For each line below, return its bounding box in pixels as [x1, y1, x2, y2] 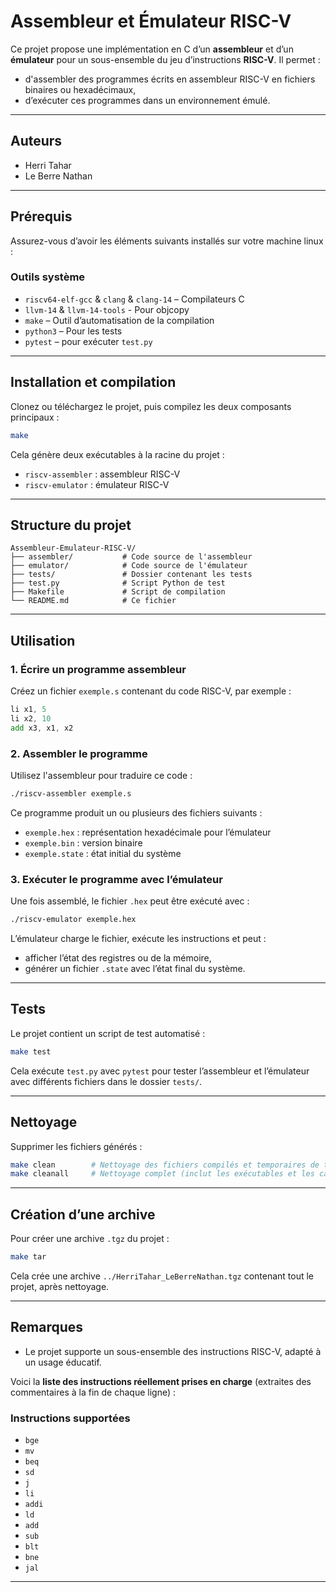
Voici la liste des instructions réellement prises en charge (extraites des [10, 1375, 312, 1387]
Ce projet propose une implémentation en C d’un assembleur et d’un [10, 43, 294, 55]
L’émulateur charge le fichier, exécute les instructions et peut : [10, 933, 267, 945]
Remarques [10, 1319, 84, 1336]
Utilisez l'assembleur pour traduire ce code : [10, 769, 193, 781]
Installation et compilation [10, 374, 177, 391]
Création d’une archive [10, 1206, 156, 1223]
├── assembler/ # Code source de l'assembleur [10, 552, 253, 562]
